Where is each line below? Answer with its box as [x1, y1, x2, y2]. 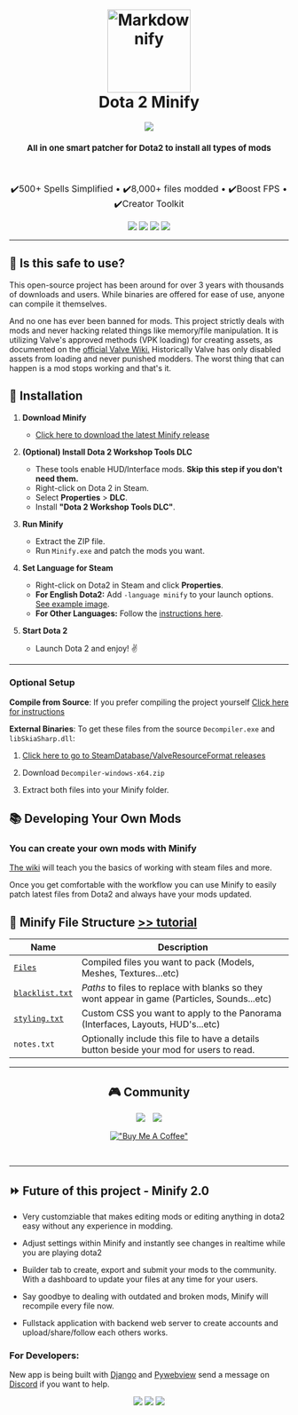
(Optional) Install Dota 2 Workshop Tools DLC [21, 447, 192, 457]
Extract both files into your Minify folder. [21, 784, 169, 794]
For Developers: [9, 1349, 80, 1362]
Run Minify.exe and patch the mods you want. [35, 545, 206, 556]
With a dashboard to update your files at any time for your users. [21, 1274, 259, 1285]
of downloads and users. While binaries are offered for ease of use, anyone [9, 289, 286, 299]
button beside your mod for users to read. [81, 1044, 255, 1056]
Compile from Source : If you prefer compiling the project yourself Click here [9, 697, 289, 707]
